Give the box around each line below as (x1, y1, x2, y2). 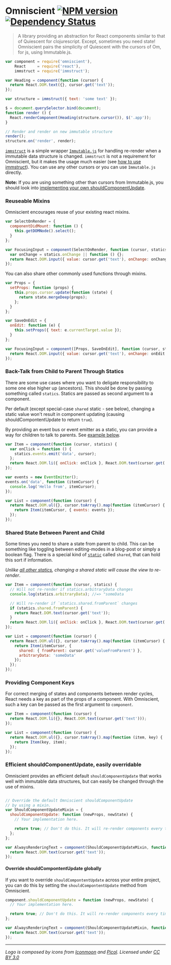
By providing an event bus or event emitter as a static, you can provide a (5, 426, 157, 432)
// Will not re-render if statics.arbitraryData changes (10, 587, 133, 592)
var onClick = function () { (10, 447, 72, 452)
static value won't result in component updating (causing (5, 411, 125, 417)
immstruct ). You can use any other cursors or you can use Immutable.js (5, 164, 156, 170)
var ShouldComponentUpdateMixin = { (5, 807, 83, 812)
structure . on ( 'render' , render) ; (5, 138, 76, 144)
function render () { (5, 110, 51, 115)
